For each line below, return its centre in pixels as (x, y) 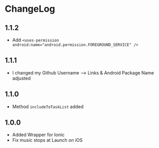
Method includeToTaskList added (48, 106)
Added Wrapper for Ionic (38, 135)
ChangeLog (30, 9)
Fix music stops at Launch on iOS (47, 140)
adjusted (21, 78)
